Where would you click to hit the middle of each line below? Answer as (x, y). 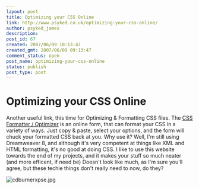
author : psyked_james (33, 28)
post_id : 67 (21, 39)
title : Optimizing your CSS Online (50, 17)
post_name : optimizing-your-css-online (56, 61)
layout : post (22, 12)
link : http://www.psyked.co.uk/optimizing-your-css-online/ (82, 23)
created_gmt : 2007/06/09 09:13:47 (49, 50)
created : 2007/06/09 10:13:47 (44, 45)
